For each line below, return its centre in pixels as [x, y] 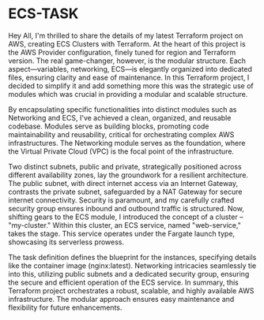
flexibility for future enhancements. [65, 307]
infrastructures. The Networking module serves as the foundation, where [127, 143]
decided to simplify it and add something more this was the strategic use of [131, 86]
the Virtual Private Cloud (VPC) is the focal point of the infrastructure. [121, 151]
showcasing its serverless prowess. [66, 242]
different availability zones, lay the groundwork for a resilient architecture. [128, 175]
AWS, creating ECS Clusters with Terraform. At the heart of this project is [127, 43]
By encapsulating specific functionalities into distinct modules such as [123, 109]
